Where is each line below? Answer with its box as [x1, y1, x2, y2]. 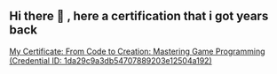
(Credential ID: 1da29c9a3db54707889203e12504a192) [9, 55, 213, 66]
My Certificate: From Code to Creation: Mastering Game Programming [9, 46, 265, 56]
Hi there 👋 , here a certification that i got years [9, 9, 269, 24]
